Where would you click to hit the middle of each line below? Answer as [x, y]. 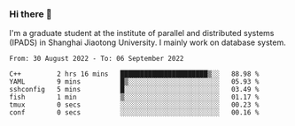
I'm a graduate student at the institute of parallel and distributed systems [142, 33]
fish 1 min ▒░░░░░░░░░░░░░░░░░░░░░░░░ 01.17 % [134, 97]
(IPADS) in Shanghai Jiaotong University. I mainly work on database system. [147, 42]
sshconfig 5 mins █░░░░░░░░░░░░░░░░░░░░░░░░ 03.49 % [134, 90]
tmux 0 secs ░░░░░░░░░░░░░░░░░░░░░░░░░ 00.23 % [134, 105]
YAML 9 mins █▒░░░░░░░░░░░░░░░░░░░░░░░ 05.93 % [134, 82]
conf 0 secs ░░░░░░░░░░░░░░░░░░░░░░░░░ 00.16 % [134, 113]
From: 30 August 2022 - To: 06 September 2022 [97, 59]
